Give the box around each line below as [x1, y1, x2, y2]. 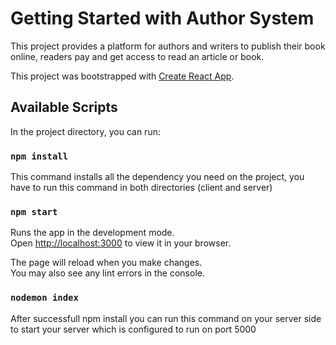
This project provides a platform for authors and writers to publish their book [10, 40, 326, 52]
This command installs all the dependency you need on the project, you [10, 171, 305, 183]
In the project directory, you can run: [10, 125, 161, 137]
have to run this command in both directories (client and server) [10, 182, 273, 194]
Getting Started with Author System [10, 7, 315, 30]
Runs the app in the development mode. [10, 227, 175, 239]
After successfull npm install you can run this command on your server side [10, 312, 322, 324]
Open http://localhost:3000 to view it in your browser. [10, 237, 232, 249]
